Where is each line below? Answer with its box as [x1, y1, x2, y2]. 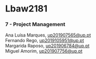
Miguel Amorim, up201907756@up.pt [5, 48, 83, 54]
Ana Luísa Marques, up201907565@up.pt [5, 32, 91, 38]
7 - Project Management [5, 21, 65, 28]
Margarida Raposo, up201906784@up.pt [5, 43, 89, 49]
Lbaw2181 [5, 3, 48, 14]
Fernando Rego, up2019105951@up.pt [5, 37, 84, 43]
